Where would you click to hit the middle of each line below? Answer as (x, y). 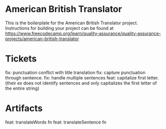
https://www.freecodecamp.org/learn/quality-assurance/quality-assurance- (83, 33)
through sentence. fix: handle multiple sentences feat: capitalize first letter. (82, 77)
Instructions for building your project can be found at (59, 28)
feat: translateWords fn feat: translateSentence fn (56, 122)
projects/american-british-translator (42, 39)
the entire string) (22, 88)
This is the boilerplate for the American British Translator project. (72, 23)
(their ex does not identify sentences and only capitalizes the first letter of (81, 83)
